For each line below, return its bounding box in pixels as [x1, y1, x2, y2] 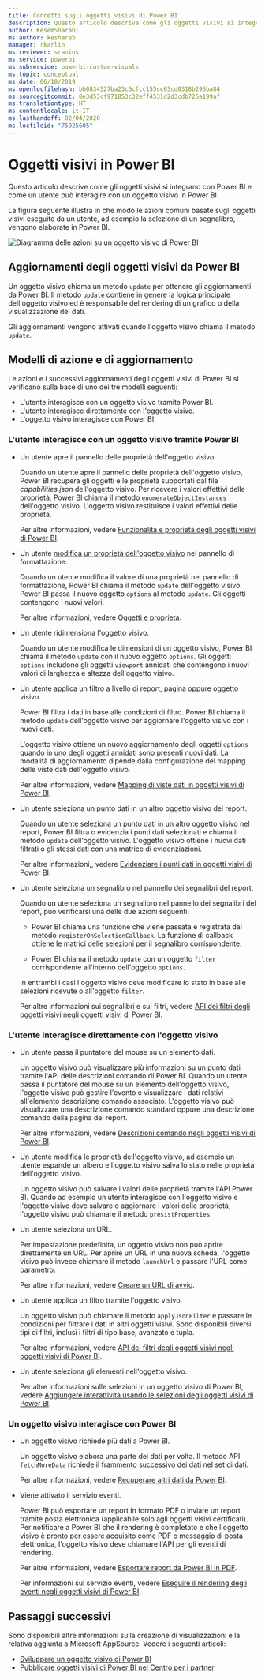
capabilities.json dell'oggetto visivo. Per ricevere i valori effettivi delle [19, 484, 246, 493]
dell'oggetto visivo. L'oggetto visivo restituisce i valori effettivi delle [19, 501, 238, 510]
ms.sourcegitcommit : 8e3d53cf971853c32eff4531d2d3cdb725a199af [8, 92, 221, 100]
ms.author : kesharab [8, 33, 77, 42]
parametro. [19, 1265, 56, 1274]
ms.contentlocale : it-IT [8, 107, 90, 115]
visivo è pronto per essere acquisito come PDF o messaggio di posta [19, 1531, 243, 1540]
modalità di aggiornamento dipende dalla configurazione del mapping [19, 756, 246, 766]
